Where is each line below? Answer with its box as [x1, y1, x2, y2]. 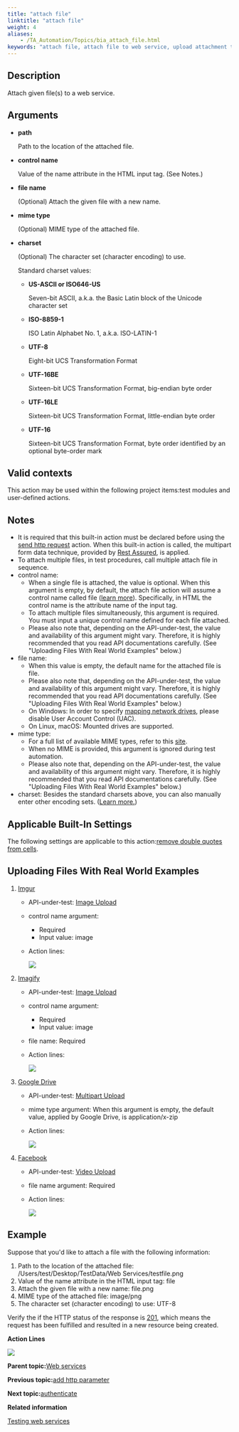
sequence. [17, 563, 49, 572]
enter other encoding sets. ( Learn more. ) [17, 797, 137, 806]
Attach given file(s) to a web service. [7, 88, 115, 97]
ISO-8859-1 [28, 314, 64, 324]
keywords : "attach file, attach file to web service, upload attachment [7, 43, 228, 51]
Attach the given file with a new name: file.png [17, 1284, 154, 1293]
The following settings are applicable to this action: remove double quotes [7, 837, 223, 846]
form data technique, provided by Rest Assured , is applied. [17, 548, 191, 557]
